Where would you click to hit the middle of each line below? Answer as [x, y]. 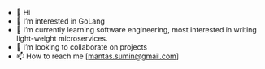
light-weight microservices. [62, 38]
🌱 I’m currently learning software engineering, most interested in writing [137, 30]
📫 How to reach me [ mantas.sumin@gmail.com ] [98, 56]
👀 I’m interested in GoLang [61, 21]
